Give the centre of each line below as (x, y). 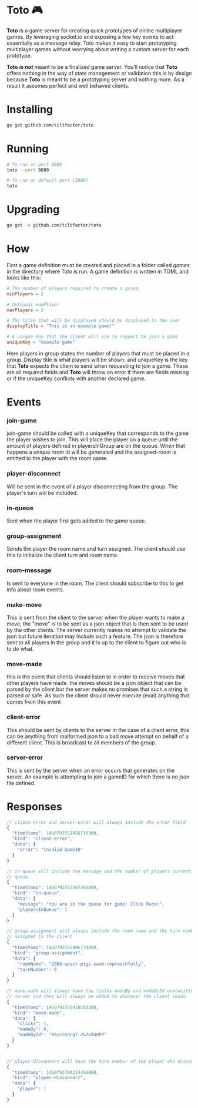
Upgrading (33, 210)
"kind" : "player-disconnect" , (49, 1078)
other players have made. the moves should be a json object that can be (94, 683)
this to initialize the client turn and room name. (63, 555)
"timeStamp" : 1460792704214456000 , (56, 1072)
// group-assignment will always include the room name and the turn (94, 931)
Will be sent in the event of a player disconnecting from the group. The (92, 486)
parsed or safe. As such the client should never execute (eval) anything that (98, 696)
